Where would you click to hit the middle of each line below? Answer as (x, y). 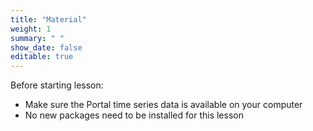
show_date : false (46, 47)
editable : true (42, 57)
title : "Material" (48, 19)
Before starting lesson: (57, 85)
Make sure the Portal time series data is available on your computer (163, 105)
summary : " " (37, 38)
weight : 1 (31, 29)
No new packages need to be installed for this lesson (134, 115)
